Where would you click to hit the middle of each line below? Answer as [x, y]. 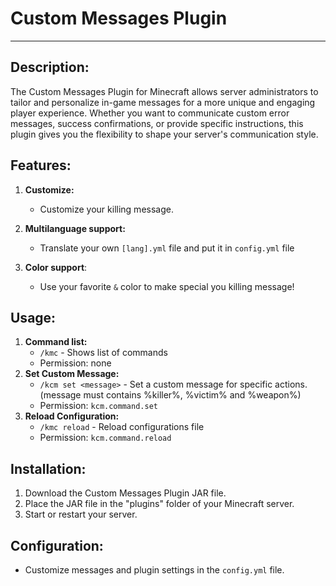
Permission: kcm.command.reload [105, 438]
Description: [50, 67]
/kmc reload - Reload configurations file [122, 427]
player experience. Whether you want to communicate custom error [150, 113]
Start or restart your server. [81, 514]
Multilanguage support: [75, 228]
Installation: [48, 468]
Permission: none [75, 363]
